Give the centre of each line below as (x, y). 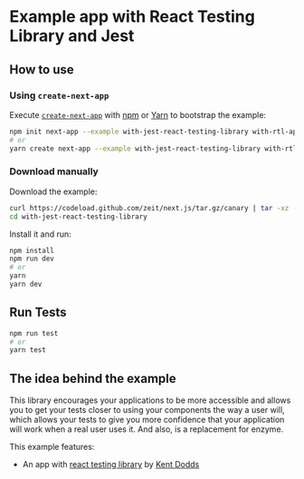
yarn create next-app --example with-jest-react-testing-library (135, 148)
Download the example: (53, 191)
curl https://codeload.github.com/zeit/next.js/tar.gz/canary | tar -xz (149, 208)
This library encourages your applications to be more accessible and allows (150, 400)
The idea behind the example (93, 378)
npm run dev (32, 259)
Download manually (54, 171)
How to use (42, 69)
